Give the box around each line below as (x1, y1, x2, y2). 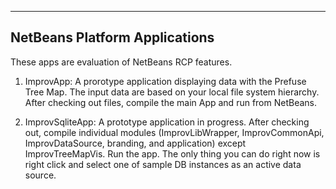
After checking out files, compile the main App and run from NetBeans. (24, 96, 318, 108)
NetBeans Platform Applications (10, 29, 215, 46)
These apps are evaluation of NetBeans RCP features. (10, 56, 233, 68)
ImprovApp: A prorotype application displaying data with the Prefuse (24, 75, 307, 87)
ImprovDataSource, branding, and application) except (24, 137, 247, 149)
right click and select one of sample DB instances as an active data (24, 158, 302, 170)
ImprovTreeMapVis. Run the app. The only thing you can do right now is (24, 147, 321, 160)
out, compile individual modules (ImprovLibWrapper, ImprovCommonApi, (24, 126, 325, 138)
